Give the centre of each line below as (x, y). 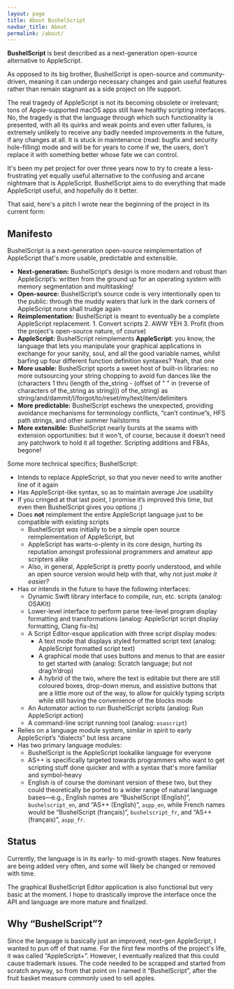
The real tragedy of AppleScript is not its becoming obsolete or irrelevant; (113, 103)
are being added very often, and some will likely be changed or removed (111, 866)
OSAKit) (39, 604)
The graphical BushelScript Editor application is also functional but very (110, 887)
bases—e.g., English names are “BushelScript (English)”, (109, 797)
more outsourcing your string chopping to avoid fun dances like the (114, 376)
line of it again (38, 485)
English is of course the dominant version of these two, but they (120, 782)
